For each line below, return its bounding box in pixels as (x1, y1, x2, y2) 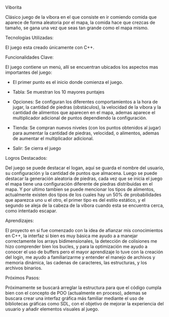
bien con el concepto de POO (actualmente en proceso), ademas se (5, 290, 147, 296)
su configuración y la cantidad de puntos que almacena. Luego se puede (5, 170, 158, 176)
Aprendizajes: (5, 217, 34, 223)
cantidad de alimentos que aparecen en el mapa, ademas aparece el (12, 110, 155, 115)
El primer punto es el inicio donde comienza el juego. (12, 79, 123, 85)
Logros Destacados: (5, 155, 48, 161)
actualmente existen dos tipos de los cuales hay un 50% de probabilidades (5, 192, 162, 198)
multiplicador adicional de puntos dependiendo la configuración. (12, 115, 148, 121)
